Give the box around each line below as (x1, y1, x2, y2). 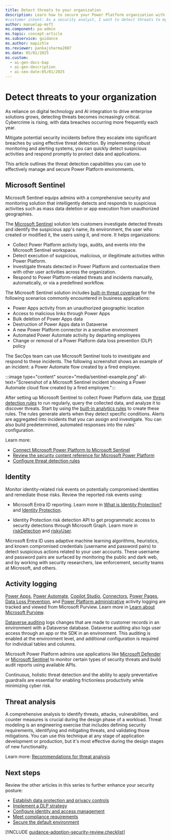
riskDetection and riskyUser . (12, 527, 72, 534)
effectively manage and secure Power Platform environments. (5, 166, 135, 172)
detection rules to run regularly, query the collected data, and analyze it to (5, 400, 161, 406)
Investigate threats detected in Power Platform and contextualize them (12, 263, 160, 269)
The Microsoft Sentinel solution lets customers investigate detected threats (5, 220, 163, 227)
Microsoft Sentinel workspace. (12, 247, 77, 253)
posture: (5, 787, 23, 793)
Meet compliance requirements (12, 814, 78, 820)
